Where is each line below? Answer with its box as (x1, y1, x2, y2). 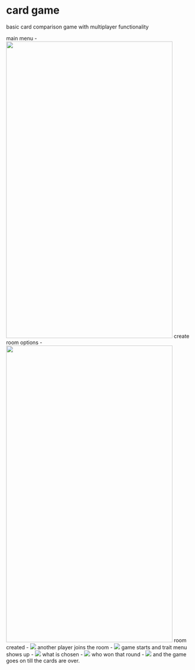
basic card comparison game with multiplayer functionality (6, 23, 149, 30)
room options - (6, 339, 43, 346)
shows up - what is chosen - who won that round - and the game (6, 650, 187, 658)
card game (6, 4, 60, 17)
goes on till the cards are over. (6, 657, 80, 664)
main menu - (6, 34, 37, 42)
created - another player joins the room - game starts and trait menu (6, 643, 187, 650)
